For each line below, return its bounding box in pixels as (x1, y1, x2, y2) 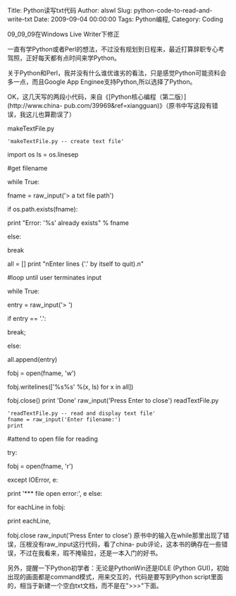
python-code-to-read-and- (133, 6, 213, 14)
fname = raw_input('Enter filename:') (7, 416, 121, 423)
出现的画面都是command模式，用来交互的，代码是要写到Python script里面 (7, 573, 223, 580)
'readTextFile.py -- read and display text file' (7, 410, 156, 417)
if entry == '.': (7, 315, 46, 322)
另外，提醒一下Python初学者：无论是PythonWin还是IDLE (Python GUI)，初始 (7, 564, 230, 572)
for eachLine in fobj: (7, 503, 66, 511)
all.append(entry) (7, 355, 58, 363)
